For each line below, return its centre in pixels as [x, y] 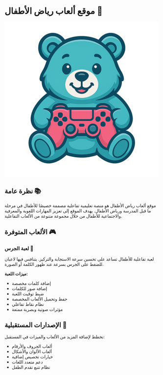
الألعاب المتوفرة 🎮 [30, 232]
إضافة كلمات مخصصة [31, 284]
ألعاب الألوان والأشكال [32, 351]
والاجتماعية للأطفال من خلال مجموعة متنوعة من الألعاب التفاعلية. [63, 216]
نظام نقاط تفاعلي [28, 304]
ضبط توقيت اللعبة [28, 294]
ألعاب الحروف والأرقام [32, 346]
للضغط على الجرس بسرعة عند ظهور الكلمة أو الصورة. [54, 264]
